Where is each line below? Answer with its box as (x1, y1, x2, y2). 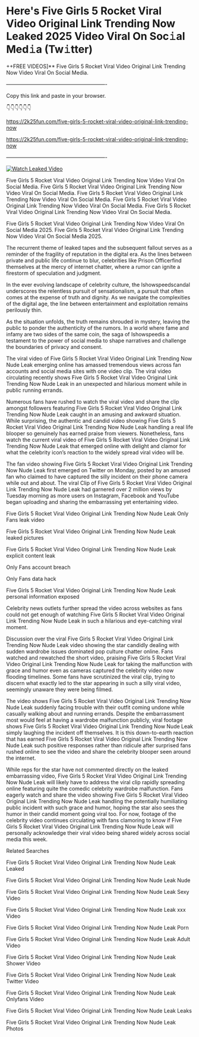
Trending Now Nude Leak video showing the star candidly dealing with (6, 641, 179, 648)
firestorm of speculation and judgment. (6, 270, 102, 277)
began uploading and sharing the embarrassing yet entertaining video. (6, 498, 179, 505)
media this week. (6, 835, 48, 843)
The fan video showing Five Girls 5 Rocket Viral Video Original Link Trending (6, 460, 193, 468)
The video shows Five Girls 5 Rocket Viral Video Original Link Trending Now (6, 697, 191, 704)
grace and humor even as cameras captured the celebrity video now (6, 667, 174, 674)
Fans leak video (6, 516, 45, 523)
